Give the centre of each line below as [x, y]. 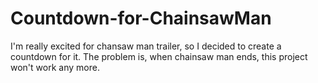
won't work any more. [55, 67]
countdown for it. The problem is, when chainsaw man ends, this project [159, 56]
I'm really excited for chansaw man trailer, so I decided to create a [146, 46]
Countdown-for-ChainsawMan [141, 18]
